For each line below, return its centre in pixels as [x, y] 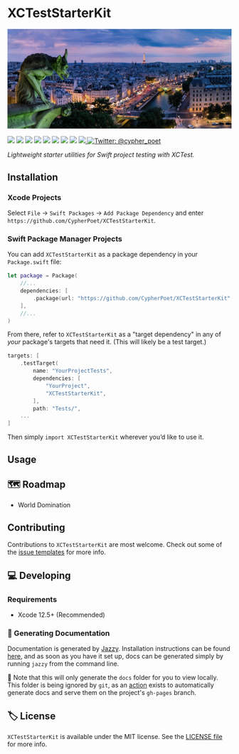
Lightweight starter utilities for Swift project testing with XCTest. [101, 155]
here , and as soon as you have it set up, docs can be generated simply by [116, 657]
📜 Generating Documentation [59, 633]
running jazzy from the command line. [63, 664]
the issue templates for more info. [57, 552]
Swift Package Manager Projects [65, 238]
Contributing [36, 527]
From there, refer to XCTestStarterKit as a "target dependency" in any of [115, 334]
